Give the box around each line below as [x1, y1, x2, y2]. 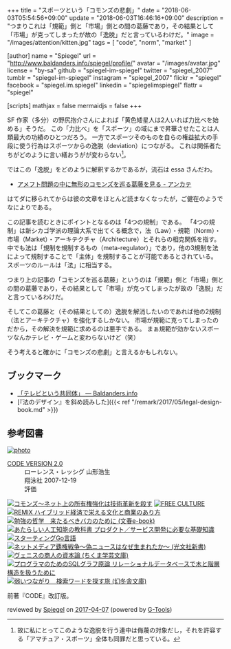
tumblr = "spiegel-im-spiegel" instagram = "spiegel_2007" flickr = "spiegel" [7, 74, 222, 81]
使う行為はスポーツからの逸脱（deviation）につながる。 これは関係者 [19, 142, 215, 150]
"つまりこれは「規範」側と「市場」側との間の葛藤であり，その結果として [7, 22, 214, 30]
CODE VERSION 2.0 [7, 460, 63, 468]
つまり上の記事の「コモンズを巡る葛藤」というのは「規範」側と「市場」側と [7, 275, 224, 284]
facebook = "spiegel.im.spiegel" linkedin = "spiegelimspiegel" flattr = [7, 81, 203, 89]
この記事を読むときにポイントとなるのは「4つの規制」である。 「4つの [7, 218, 210, 226]
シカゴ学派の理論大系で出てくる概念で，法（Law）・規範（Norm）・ [30, 226, 221, 234]
